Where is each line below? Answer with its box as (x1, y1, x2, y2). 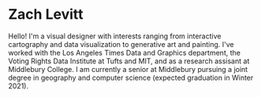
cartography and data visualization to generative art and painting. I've (8, 39, 234, 48)
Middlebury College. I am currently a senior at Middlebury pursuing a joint (8, 64, 248, 74)
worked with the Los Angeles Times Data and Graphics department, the (8, 48, 240, 57)
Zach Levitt (8, 5, 84, 23)
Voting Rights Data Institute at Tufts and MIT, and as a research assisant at (8, 56, 250, 66)
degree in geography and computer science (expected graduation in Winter (8, 73, 254, 82)
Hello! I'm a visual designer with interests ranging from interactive (8, 31, 222, 41)
